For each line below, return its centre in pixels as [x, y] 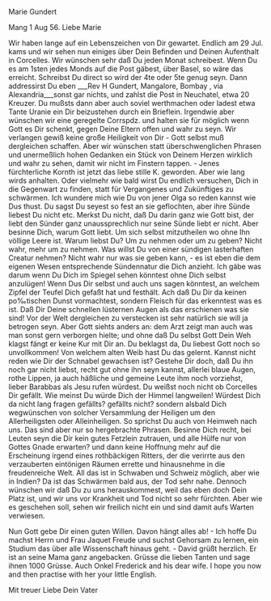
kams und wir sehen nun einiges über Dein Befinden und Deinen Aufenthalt [134, 51]
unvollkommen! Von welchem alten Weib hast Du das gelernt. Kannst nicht [132, 352]
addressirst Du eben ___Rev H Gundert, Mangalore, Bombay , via [116, 86]
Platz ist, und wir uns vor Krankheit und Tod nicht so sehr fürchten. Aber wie [135, 498]
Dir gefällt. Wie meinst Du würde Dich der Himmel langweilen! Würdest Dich [135, 395]
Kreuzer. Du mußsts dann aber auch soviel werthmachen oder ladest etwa [132, 103]
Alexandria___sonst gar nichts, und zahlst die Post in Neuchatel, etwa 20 [129, 95]
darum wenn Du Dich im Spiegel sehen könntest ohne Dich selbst [117, 275]
